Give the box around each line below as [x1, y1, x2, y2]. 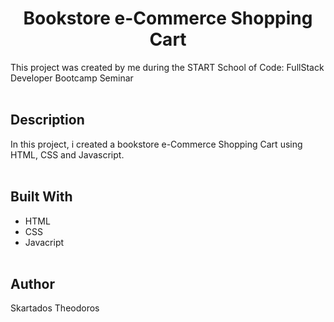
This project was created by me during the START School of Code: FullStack [10, 61, 325, 73]
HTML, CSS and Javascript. [10, 148, 125, 161]
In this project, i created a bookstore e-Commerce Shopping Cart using [10, 138, 303, 150]
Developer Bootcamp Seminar [10, 72, 134, 84]
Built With [10, 188, 73, 206]
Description [10, 112, 85, 129]
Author [10, 275, 55, 292]
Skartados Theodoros [10, 302, 100, 314]
